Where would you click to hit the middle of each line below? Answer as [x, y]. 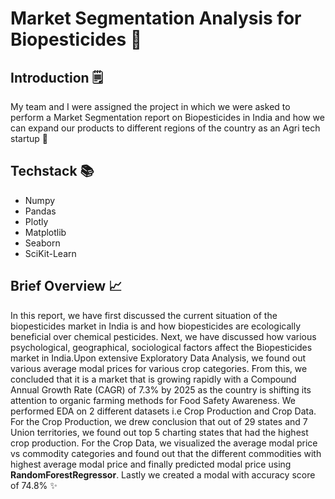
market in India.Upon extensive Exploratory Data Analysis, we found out [158, 358]
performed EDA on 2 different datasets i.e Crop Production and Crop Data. [163, 411]
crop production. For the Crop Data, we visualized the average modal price [164, 443]
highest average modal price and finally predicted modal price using [151, 464]
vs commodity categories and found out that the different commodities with [166, 453]
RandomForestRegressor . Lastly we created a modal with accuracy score [163, 474]
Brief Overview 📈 [66, 286]
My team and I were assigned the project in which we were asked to [150, 106]
